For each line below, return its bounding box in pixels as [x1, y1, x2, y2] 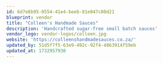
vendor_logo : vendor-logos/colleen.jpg [6, 31, 107, 37]
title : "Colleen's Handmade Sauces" [6, 20, 98, 26]
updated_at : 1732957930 [6, 48, 66, 54]
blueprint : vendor [6, 14, 53, 20]
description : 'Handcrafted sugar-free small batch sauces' [6, 25, 158, 32]
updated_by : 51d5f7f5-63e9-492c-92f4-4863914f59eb [6, 43, 136, 49]
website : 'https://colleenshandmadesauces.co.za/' [6, 37, 136, 43]
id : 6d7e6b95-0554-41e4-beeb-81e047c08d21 [6, 8, 115, 15]
